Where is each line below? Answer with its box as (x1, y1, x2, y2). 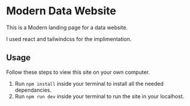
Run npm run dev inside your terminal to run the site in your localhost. (14, 92, 185, 99)
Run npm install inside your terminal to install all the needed (14, 80, 164, 87)
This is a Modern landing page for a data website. (6, 24, 128, 31)
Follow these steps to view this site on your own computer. (6, 68, 150, 76)
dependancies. (14, 86, 52, 93)
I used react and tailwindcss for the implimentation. (6, 35, 132, 42)
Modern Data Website (6, 4, 116, 18)
